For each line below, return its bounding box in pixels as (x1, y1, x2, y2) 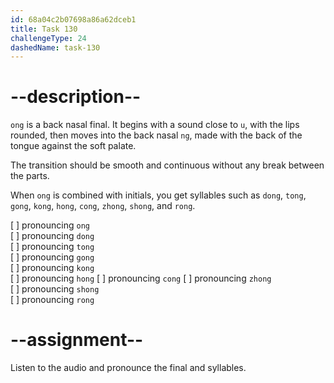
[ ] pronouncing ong (10, 219, 90, 231)
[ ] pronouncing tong (10, 241, 95, 253)
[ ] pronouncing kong (10, 262, 95, 274)
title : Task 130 (10, 24, 78, 34)
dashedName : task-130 (10, 42, 101, 53)
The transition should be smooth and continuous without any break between (10, 159, 325, 171)
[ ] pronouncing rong (10, 294, 95, 306)
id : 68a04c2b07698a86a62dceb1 (10, 14, 137, 25)
